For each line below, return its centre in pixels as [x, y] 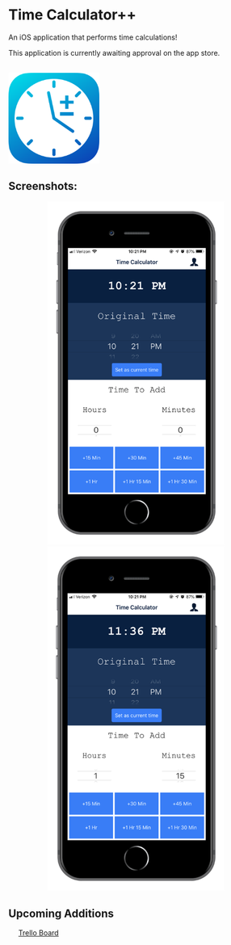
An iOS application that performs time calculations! [93, 37]
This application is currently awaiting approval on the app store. [114, 52]
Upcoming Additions [61, 913]
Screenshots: [43, 186]
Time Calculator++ [72, 15]
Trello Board [38, 933]
